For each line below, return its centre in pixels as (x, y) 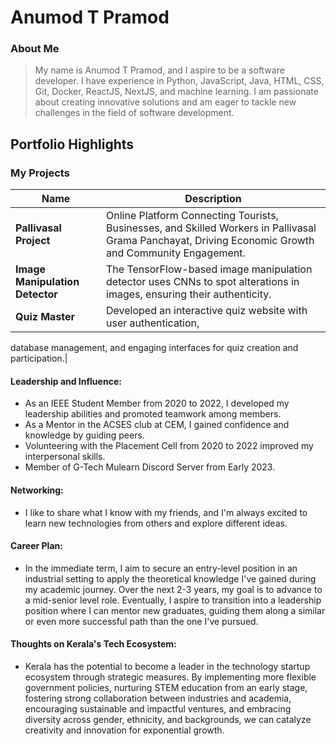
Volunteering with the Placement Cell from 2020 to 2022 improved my (169, 446)
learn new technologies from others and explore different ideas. (156, 523)
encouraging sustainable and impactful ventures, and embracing (158, 708)
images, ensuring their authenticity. (189, 294)
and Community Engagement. (176, 253)
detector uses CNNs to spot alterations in (203, 282)
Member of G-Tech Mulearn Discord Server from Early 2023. (150, 467)
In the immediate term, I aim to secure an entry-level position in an (161, 568)
